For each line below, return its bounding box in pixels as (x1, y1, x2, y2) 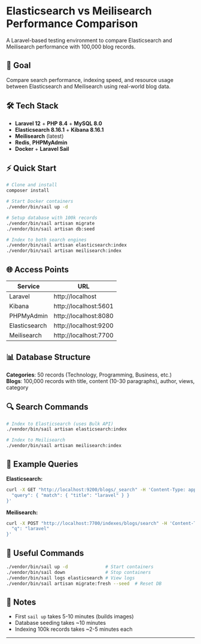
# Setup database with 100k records (6, 214, 98, 221)
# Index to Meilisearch (6, 437, 66, 443)
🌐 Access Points (6, 265, 69, 275)
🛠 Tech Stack (6, 101, 59, 111)
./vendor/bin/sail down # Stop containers (6, 569, 151, 575)
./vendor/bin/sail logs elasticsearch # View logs (6, 575, 135, 581)
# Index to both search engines (6, 236, 87, 243)
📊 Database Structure (6, 352, 91, 363)
